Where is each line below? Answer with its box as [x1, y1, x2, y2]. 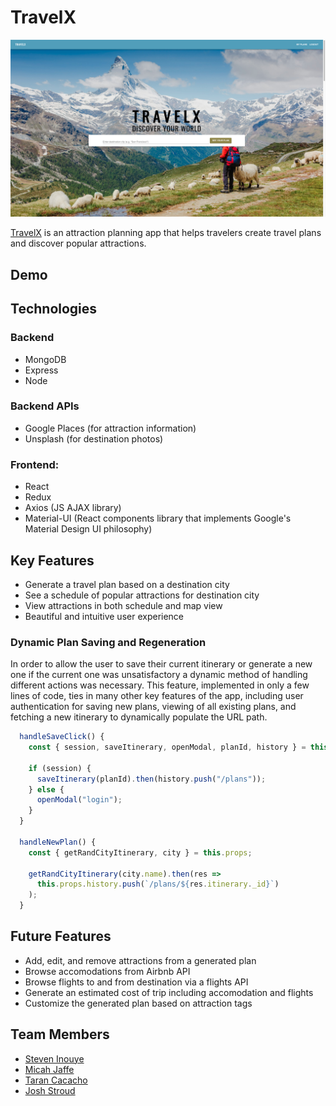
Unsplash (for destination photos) [24, 432, 164, 445]
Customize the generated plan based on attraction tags [24, 997, 253, 1009]
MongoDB [24, 353, 67, 365]
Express [24, 364, 59, 376]
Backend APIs [10, 399, 80, 413]
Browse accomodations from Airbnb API [24, 965, 191, 977]
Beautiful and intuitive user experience [24, 610, 185, 622]
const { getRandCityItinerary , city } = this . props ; [28, 847, 253, 858]
